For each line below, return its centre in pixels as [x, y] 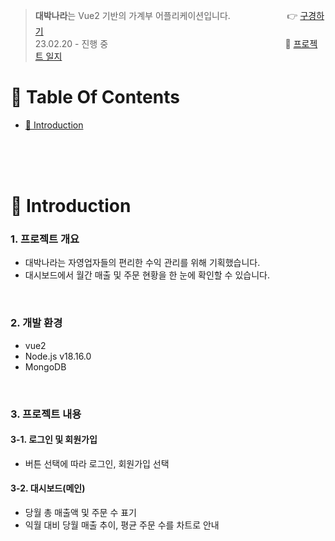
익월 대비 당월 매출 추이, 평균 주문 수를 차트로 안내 [122, 525]
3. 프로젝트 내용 [46, 414]
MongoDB [45, 366]
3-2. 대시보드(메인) [48, 488]
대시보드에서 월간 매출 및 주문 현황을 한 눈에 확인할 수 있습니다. [147, 275]
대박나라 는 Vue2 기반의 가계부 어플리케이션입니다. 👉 [166, 15]
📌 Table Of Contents [95, 97]
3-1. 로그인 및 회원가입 [54, 440]
